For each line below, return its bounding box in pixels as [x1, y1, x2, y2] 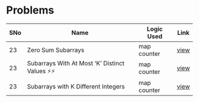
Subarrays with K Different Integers [27, 82, 126, 90]
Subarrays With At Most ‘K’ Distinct [27, 59, 125, 67]
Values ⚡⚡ [27, 67, 55, 75]
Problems [6, 4, 54, 17]
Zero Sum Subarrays [27, 45, 85, 54]
